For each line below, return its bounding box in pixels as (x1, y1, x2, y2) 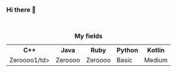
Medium (143, 56, 168, 65)
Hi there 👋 (6, 5, 37, 14)
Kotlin (146, 46, 165, 54)
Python (116, 46, 138, 54)
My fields (74, 32, 103, 40)
